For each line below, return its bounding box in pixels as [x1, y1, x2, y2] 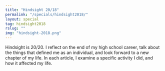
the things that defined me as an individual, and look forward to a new [5, 49, 149, 55]
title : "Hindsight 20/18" [5, 7, 59, 12]
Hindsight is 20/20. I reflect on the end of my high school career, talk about [5, 44, 160, 50]
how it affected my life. [5, 60, 52, 66]
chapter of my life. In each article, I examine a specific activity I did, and [5, 55, 153, 60]
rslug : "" [5, 26, 26, 31]
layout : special [5, 16, 39, 21]
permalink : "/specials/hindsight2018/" [5, 12, 88, 17]
